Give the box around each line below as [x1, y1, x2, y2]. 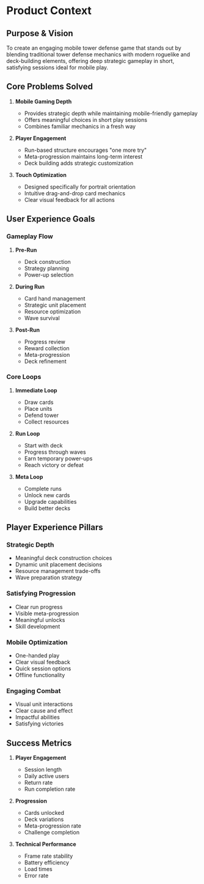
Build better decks [24, 504, 71, 512]
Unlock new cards [24, 491, 70, 499]
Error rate [24, 872, 49, 879]
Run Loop [15, 430, 40, 437]
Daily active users [24, 773, 70, 780]
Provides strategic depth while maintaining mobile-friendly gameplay [24, 110, 198, 117]
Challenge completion [24, 829, 80, 836]
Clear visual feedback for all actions [24, 196, 115, 203]
